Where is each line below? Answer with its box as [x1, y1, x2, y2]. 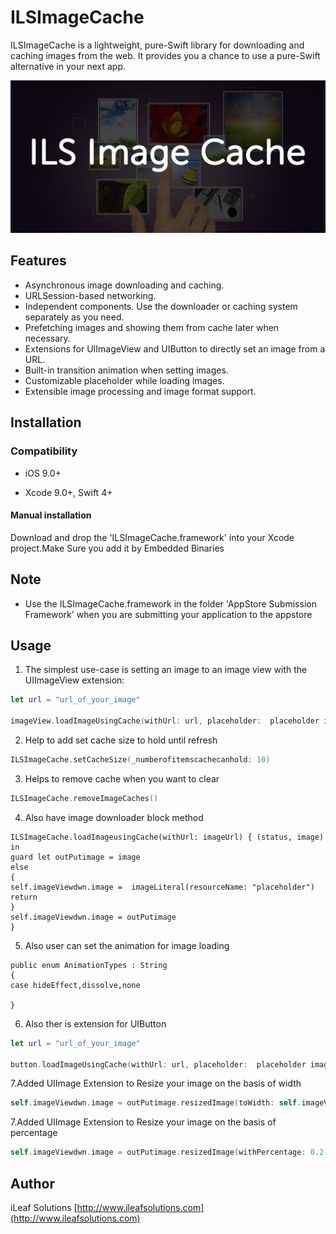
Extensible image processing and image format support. [24, 385, 257, 397]
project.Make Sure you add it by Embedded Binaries [10, 542, 225, 554]
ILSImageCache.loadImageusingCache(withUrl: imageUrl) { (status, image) [10, 832, 325, 842]
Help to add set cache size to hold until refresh [24, 734, 218, 746]
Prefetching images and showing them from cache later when [24, 321, 280, 333]
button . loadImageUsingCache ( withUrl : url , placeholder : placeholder [10, 1059, 307, 1070]
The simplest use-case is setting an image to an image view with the [24, 664, 308, 676]
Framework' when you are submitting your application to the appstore [24, 608, 313, 620]
